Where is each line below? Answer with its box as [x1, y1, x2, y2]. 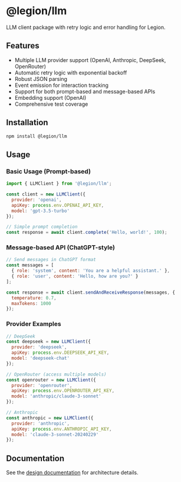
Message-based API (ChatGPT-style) [6, 243, 115, 252]
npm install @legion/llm [6, 133, 67, 139]
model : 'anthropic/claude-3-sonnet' [11, 393, 101, 399]
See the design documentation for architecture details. [6, 469, 139, 476]
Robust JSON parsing [14, 75, 68, 82]
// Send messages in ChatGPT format [6, 257, 96, 263]
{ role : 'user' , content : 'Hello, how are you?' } [11, 273, 139, 279]
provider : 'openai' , [11, 197, 62, 203]
